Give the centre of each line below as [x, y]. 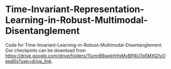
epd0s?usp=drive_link [28, 61]
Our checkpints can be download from [46, 50]
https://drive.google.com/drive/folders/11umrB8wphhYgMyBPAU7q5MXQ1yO [85, 56]
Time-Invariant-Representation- [75, 9]
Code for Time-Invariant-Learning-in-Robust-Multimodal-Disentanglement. [84, 45]
